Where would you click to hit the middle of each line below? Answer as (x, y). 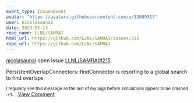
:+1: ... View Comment (31, 94)
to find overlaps (25, 78)
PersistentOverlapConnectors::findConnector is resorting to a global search (97, 72)
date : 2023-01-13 (27, 28)
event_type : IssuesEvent (36, 11)
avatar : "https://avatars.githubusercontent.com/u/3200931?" (82, 17)
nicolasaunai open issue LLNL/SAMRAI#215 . (59, 60)
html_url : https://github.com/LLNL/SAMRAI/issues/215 (73, 38)
